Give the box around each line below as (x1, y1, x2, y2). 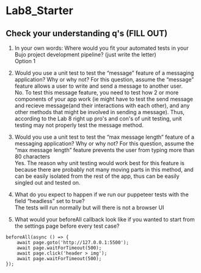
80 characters (14, 153, 50, 160)
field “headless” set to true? (14, 198, 85, 204)
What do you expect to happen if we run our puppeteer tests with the (14, 191, 189, 198)
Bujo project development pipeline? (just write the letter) (14, 51, 156, 58)
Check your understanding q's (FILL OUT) (5, 28, 168, 39)
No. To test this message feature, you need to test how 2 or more (14, 89, 179, 96)
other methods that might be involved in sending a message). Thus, (14, 109, 185, 115)
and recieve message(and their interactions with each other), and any (14, 102, 190, 109)
